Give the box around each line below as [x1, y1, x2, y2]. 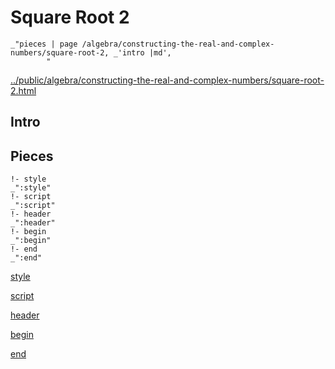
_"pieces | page [10, 39, 78, 49]
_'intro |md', [113, 47, 172, 58]
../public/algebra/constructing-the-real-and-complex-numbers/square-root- [10, 74, 325, 86]
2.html [10, 84, 37, 96]
